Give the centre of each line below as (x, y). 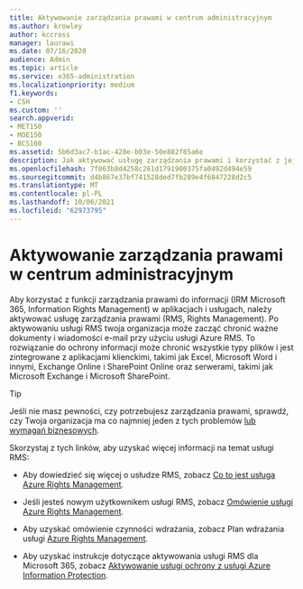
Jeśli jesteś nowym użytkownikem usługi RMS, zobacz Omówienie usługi (157, 502)
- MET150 (26, 127)
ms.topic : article (44, 69)
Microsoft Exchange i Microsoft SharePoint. (90, 376)
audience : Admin (40, 60)
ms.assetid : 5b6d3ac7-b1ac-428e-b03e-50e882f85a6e (106, 152)
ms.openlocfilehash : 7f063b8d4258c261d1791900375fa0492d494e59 (131, 169)
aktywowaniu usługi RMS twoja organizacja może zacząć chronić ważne (144, 328)
